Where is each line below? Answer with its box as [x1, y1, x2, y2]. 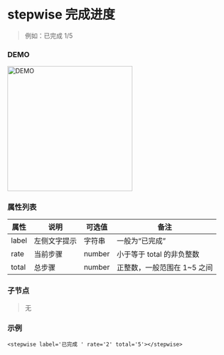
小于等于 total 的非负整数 [116, 250, 200, 260]
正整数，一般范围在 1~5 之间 [116, 263, 213, 272]
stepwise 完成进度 [7, 6, 115, 23]
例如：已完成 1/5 [24, 31, 73, 40]
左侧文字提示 [33, 236, 77, 246]
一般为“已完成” [116, 236, 166, 246]
